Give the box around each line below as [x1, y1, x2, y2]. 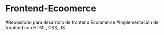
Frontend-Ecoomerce [5, 3, 96, 14]
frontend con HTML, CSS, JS [5, 24, 65, 30]
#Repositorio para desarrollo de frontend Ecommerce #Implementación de [5, 19, 159, 25]
